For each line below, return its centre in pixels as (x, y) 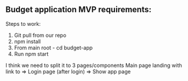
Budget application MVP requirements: (78, 10)
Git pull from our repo (40, 35)
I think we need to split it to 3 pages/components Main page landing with (94, 65)
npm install (27, 41)
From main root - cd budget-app (53, 48)
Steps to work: (23, 23)
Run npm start (31, 54)
